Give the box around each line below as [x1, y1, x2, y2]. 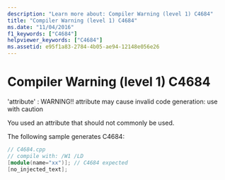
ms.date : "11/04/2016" [7, 23, 74, 30]
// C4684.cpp [7, 146, 46, 153]
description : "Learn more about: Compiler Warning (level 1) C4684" [7, 10, 214, 18]
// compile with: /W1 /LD [7, 152, 83, 159]
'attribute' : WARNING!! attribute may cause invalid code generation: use [7, 97, 218, 106]
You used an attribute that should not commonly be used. [7, 118, 175, 127]
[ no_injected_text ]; [7, 166, 69, 173]
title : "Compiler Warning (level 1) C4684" [7, 17, 138, 24]
